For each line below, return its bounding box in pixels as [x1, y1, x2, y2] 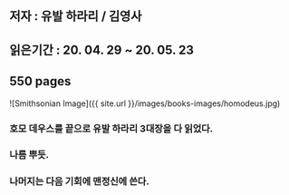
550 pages [9, 73, 72, 89]
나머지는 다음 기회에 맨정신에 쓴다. [9, 175, 149, 188]
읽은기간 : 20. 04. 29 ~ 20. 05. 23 [9, 42, 195, 57]
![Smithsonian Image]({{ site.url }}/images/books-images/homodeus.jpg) [9, 98, 281, 109]
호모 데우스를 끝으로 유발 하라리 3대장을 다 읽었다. [9, 122, 214, 134]
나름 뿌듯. [9, 149, 50, 161]
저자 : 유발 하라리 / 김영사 [9, 8, 142, 24]
